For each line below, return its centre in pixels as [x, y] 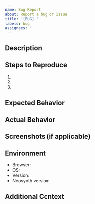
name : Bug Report [23, 10]
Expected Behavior [35, 102]
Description [24, 48]
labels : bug [17, 23]
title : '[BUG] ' [22, 19]
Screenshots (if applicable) [48, 136]
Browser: [22, 165]
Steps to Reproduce [36, 65]
